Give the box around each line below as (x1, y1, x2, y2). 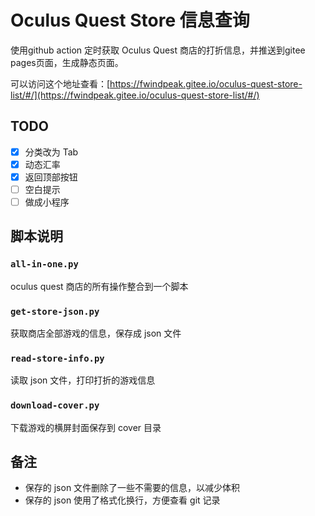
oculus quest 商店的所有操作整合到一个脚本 (10, 280, 189, 292)
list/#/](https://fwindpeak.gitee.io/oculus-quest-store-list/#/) (10, 89, 260, 101)
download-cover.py (10, 400, 100, 411)
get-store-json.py (10, 306, 100, 317)
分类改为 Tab (24, 146, 79, 158)
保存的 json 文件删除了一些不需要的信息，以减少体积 (24, 482, 241, 494)
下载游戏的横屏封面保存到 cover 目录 (10, 421, 162, 433)
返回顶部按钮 (24, 171, 78, 183)
